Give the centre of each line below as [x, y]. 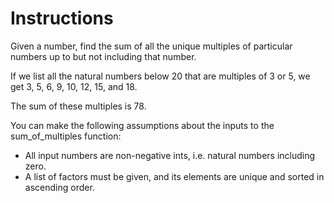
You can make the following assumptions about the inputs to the [142, 125]
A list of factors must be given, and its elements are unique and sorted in [174, 176]
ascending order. [59, 187]
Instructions [62, 18]
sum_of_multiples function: [66, 136]
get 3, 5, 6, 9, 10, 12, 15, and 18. [74, 86]
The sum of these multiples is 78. [78, 106]
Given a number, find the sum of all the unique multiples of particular [151, 46]
